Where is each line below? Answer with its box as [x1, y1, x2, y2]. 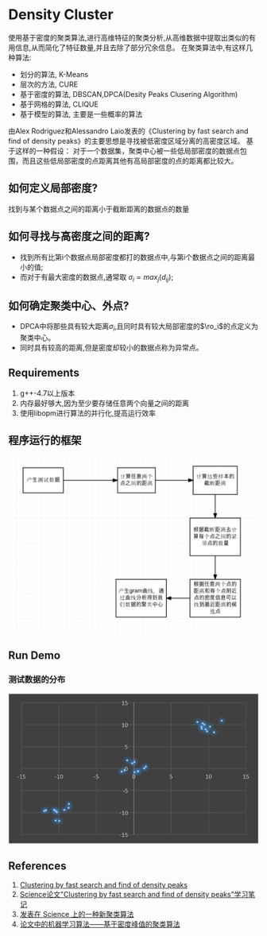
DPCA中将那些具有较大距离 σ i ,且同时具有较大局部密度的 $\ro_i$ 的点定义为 [19, 322, 258, 333]
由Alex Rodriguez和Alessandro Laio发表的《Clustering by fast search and [8, 126, 249, 136]
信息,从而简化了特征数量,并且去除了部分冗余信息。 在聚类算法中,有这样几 [14, 42, 253, 52]
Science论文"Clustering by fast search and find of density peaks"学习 [19, 890, 249, 899]
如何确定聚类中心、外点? [8, 299, 130, 312]
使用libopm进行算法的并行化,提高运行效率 [19, 408, 157, 418]
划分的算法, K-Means [19, 69, 89, 79]
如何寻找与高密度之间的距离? [8, 230, 150, 243]
